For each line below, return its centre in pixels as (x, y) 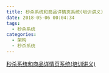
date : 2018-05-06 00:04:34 (40, 18)
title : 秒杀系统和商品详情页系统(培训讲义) (55, 12)
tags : (13, 23)
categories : (21, 35)
